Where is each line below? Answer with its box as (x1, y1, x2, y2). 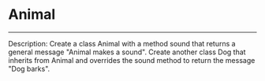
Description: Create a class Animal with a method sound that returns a (8, 39, 236, 48)
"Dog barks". (8, 64, 50, 73)
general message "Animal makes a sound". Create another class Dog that (8, 47, 246, 57)
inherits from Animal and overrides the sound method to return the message (8, 55, 256, 64)
